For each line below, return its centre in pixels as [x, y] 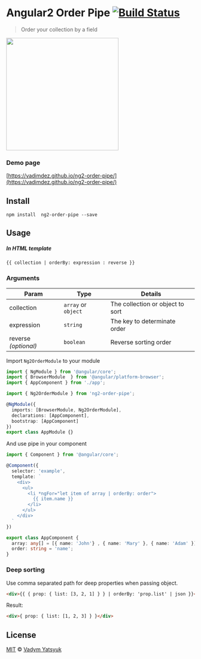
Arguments [23, 278]
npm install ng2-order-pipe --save [52, 215]
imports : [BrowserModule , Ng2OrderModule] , [66, 410]
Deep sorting [25, 570]
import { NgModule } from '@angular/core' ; [61, 372]
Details [151, 294]
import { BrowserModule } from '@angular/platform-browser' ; [85, 377]
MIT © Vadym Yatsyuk [34, 649]
